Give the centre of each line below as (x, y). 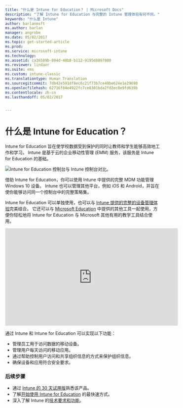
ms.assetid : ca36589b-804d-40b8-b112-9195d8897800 (58, 60)
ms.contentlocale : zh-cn (31, 92)
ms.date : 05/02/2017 (26, 38)
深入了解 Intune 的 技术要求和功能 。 (48, 401)
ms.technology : (21, 56)
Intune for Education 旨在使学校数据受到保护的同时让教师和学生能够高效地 (80, 146)
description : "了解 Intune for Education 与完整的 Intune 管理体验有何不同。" (82, 14)
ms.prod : (14, 46)
